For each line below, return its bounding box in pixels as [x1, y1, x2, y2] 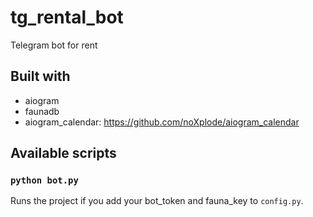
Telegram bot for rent [10, 39, 98, 51]
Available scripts [10, 145, 117, 162]
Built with [10, 68, 71, 85]
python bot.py [10, 175, 79, 186]
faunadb [24, 105, 60, 117]
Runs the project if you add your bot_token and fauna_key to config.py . [10, 195, 304, 207]
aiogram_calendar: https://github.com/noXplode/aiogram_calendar [24, 116, 300, 128]
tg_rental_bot [10, 6, 124, 29]
